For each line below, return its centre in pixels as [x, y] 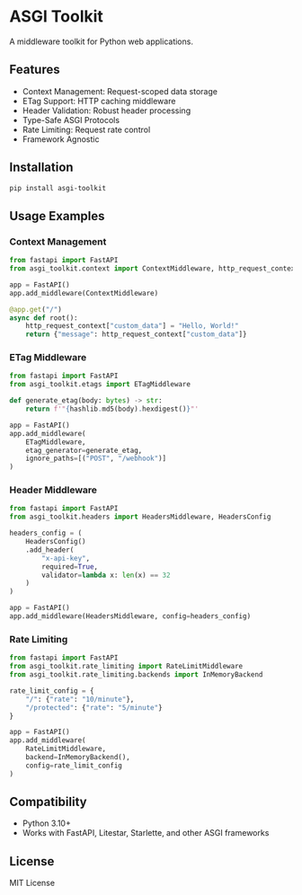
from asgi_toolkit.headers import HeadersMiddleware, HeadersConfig [140, 517]
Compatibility [48, 802]
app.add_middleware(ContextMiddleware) [84, 293]
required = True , [70, 567]
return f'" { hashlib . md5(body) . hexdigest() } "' [112, 409]
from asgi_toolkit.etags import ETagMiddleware [100, 385]
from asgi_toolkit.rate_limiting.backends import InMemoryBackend [136, 675]
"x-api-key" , [66, 558]
